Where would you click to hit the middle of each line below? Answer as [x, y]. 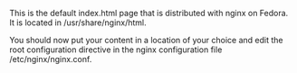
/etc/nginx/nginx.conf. [51, 59]
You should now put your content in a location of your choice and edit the [146, 40]
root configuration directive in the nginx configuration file [116, 50]
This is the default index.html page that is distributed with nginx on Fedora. [149, 13]
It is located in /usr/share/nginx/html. [78, 23]
